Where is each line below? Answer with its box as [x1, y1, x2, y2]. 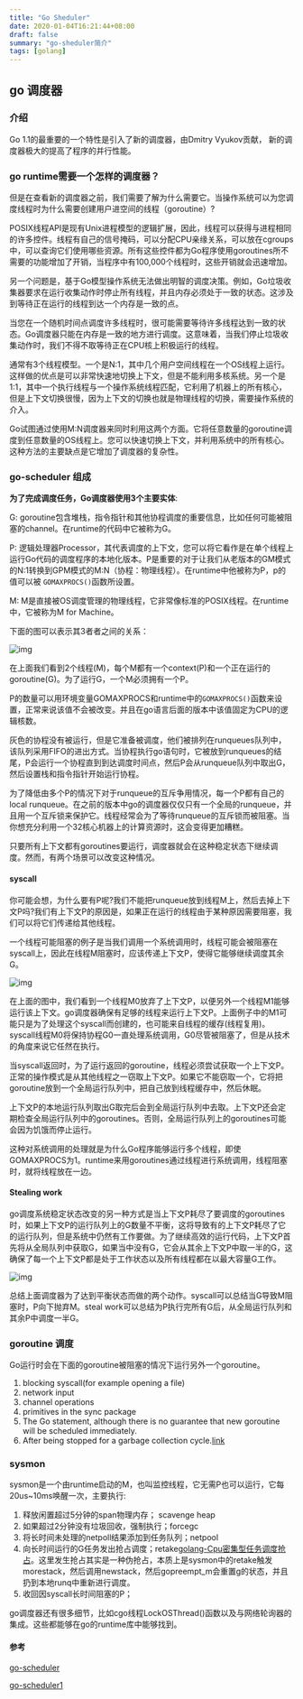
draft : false [9, 30, 59, 39]
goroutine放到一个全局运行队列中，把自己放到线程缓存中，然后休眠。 [9, 1082, 267, 1093]
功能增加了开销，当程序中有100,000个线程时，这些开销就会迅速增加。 [32, 256, 293, 267]
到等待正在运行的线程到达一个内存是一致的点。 [9, 299, 183, 309]
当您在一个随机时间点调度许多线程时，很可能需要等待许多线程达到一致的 [9, 318, 278, 328]
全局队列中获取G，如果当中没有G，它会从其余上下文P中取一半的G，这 [32, 1242, 293, 1252]
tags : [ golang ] [9, 47, 67, 56]
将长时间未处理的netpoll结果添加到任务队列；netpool [22, 1532, 219, 1543]
